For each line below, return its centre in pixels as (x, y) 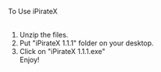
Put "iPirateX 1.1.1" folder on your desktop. (86, 43)
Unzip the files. (44, 35)
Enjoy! (29, 59)
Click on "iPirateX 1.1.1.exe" (62, 51)
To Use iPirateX (33, 11)
